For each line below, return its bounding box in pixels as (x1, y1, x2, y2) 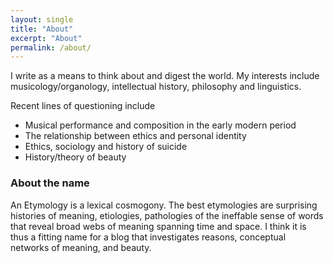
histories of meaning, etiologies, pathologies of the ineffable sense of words (10, 209, 324, 221)
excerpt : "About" (10, 33, 83, 43)
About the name (10, 176, 90, 190)
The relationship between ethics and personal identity (24, 130, 247, 142)
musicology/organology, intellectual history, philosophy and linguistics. (10, 81, 302, 93)
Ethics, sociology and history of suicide (24, 141, 188, 153)
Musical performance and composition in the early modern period (24, 119, 297, 131)
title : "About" (10, 24, 74, 34)
